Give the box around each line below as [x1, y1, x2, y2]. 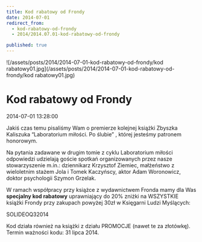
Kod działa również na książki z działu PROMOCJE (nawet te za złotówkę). [6, 222, 191, 229]
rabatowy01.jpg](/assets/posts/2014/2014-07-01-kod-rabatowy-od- [6, 65, 175, 72]
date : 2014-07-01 [6, 14, 50, 21]
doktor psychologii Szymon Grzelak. [6, 174, 96, 182]
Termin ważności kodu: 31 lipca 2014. [6, 229, 99, 236]
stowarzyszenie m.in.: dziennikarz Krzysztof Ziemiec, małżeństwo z [6, 161, 175, 169]
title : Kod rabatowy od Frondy [6, 8, 85, 15]
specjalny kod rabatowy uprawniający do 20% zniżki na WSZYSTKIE [6, 193, 179, 200]
